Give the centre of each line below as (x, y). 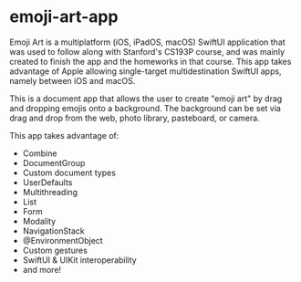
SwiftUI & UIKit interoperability (79, 260)
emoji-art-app (64, 17)
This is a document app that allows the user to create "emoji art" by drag (146, 99)
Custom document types (69, 172)
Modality (39, 221)
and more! (42, 269)
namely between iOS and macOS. (73, 80)
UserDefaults (47, 182)
